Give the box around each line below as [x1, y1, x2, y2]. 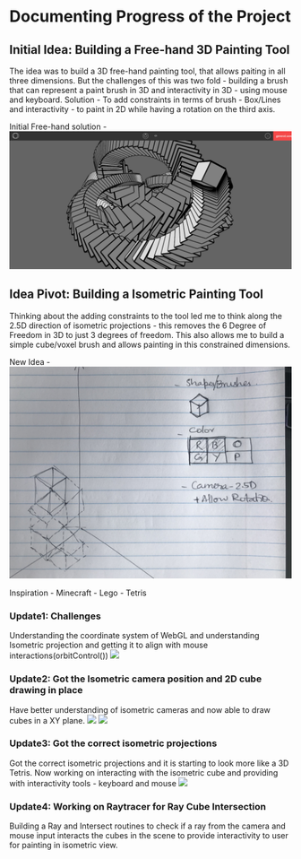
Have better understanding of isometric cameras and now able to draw [9, 704, 271, 715]
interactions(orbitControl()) [9, 650, 109, 661]
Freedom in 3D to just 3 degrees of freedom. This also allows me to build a [9, 329, 285, 340]
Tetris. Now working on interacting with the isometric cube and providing [9, 767, 279, 777]
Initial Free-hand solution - [9, 121, 107, 132]
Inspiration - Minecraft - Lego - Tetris [9, 587, 147, 598]
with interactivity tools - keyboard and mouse [9, 777, 177, 788]
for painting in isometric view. [9, 840, 118, 851]
